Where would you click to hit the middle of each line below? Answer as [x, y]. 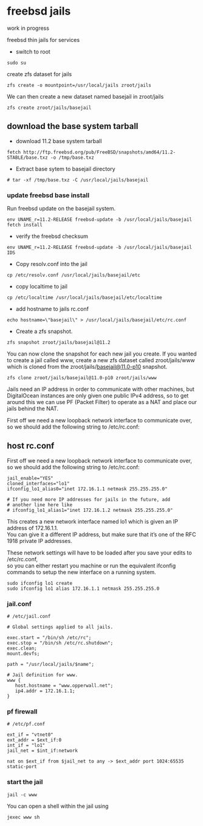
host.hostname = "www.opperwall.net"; [64, 686]
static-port [22, 767]
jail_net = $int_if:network [43, 751]
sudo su [17, 63]
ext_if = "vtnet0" [30, 735]
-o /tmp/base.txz [72, 157]
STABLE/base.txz [27, 157]
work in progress [28, 28]
